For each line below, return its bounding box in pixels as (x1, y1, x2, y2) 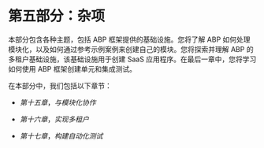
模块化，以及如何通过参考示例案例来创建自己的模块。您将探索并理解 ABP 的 (8, 44, 254, 54)
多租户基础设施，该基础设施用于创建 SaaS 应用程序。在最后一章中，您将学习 (8, 54, 257, 64)
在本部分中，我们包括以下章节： (8, 80, 112, 91)
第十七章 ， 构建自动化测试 (19, 131, 103, 140)
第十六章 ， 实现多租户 (19, 114, 89, 124)
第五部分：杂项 (8, 7, 106, 25)
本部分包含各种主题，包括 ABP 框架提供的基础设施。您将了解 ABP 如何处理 (8, 35, 251, 44)
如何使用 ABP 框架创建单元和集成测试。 (8, 64, 136, 73)
